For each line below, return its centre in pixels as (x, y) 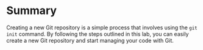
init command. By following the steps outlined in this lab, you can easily (98, 34)
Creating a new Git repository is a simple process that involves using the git (102, 27)
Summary (31, 11)
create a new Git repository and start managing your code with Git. (90, 40)
